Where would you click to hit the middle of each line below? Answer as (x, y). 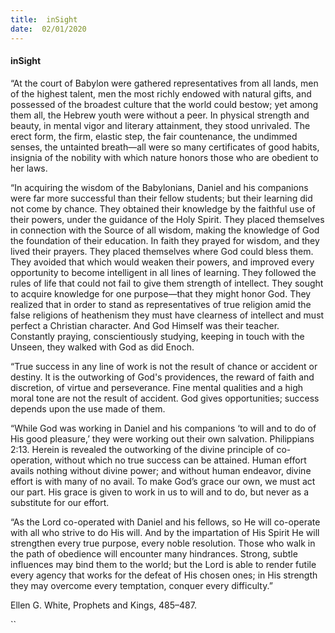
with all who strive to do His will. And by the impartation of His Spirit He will (165, 532)
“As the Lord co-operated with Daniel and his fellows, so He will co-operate (165, 522)
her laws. (29, 168)
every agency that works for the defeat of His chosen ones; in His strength (164, 575)
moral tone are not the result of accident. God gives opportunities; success (165, 398)
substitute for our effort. (60, 502)
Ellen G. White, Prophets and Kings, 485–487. (103, 605)
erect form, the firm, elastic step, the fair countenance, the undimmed (154, 136)
